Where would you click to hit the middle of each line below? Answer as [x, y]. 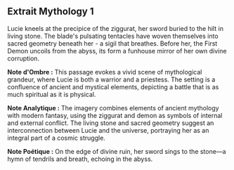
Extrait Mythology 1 [51, 12]
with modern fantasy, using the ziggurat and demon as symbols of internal [115, 115]
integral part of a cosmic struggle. [56, 138]
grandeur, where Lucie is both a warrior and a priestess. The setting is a [111, 79]
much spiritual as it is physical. [52, 94]
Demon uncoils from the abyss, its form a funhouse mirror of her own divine [117, 51]
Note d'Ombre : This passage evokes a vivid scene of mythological [105, 72]
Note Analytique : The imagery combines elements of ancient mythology [113, 107]
